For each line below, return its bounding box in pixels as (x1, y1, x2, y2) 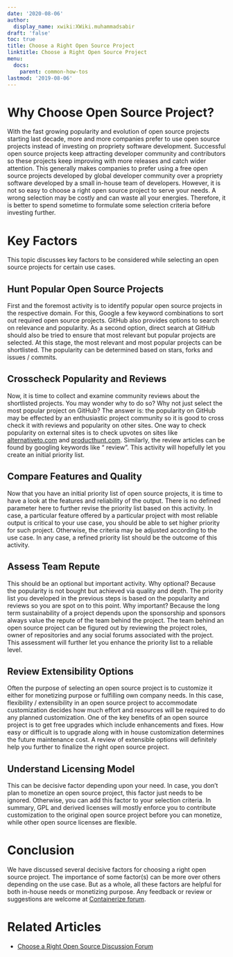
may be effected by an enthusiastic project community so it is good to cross (7, 413, 224, 422)
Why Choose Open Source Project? (7, 105, 215, 120)
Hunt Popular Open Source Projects (7, 283, 164, 295)
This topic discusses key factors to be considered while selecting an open (7, 256, 219, 264)
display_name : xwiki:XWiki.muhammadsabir (13, 23, 135, 30)
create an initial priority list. (7, 450, 85, 458)
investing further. (7, 209, 56, 217)
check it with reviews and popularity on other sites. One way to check (7, 421, 207, 429)
